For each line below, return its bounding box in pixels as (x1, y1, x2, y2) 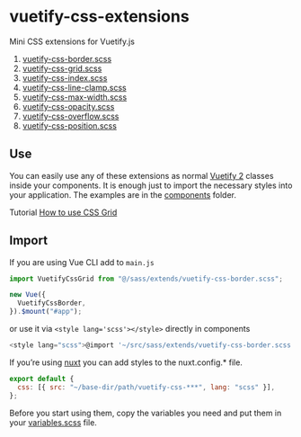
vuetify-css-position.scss (22, 120, 117, 131)
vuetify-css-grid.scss (22, 63, 102, 74)
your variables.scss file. (9, 416, 97, 428)
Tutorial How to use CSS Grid (9, 207, 118, 218)
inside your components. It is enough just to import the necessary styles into (9, 180, 293, 191)
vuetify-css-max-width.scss (22, 92, 128, 103)
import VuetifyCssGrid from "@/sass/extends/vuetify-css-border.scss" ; (9, 274, 283, 283)
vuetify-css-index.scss (22, 72, 108, 83)
